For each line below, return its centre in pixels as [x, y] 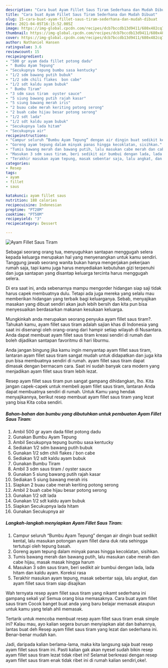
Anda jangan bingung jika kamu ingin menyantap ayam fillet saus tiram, [79, 350]
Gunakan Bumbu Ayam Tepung [45, 437]
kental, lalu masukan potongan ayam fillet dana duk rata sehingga [80, 540]
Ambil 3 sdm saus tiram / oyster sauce [52, 469]
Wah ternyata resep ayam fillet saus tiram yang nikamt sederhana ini [76, 593]
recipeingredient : [25, 56]
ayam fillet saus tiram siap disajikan [49, 583]
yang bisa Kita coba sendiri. [34, 402]
